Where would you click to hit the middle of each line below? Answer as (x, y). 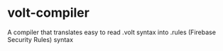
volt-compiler (49, 13)
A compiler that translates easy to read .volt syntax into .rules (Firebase (112, 32)
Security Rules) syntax (40, 39)
